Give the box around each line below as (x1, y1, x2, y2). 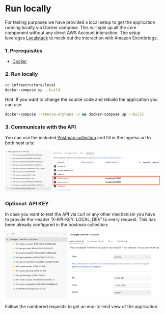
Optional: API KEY (5, 200, 49, 207)
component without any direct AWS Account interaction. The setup (5, 30, 141, 35)
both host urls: (5, 140, 34, 146)
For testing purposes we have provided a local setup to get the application (5, 19, 156, 25)
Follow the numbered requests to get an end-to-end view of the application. (5, 304, 159, 310)
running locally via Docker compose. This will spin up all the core (5, 24, 137, 30)
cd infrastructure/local (5, 82, 56, 88)
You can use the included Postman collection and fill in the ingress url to (5, 135, 151, 141)
